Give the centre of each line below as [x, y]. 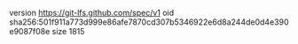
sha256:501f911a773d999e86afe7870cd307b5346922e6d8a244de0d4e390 [149, 22]
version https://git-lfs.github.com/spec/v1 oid [92, 13]
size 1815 [68, 31]
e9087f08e [30, 31]
